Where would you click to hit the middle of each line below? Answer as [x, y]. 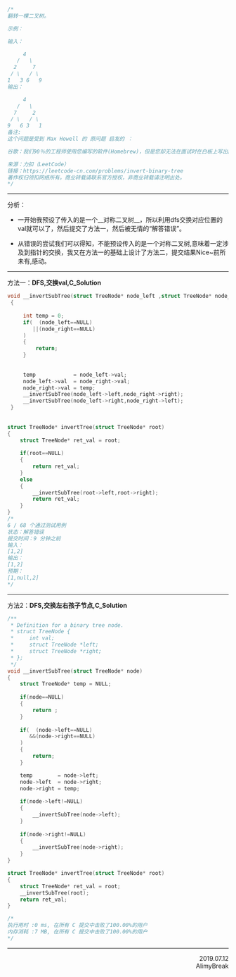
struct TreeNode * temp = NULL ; [66, 684]
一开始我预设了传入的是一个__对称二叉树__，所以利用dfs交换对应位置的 [120, 220]
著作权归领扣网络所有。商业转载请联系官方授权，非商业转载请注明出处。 [96, 178]
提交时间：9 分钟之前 [34, 538]
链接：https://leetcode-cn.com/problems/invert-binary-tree [96, 171]
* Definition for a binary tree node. [67, 625]
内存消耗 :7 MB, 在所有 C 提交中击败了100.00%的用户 [78, 932]
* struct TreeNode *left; [54, 645]
